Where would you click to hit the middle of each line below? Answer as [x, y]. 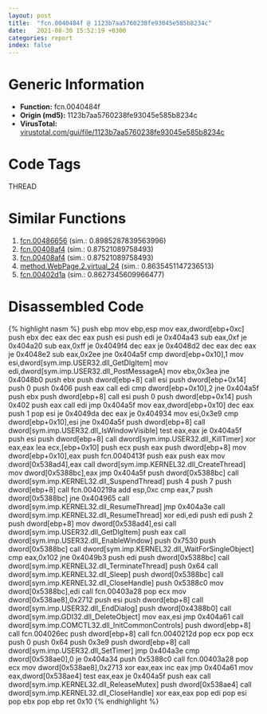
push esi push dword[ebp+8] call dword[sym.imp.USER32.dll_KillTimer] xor [132, 438]
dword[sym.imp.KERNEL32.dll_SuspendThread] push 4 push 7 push [120, 481]
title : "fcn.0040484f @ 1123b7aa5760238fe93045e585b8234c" [110, 23]
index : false [30, 45]
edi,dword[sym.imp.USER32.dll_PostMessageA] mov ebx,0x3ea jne [119, 371]
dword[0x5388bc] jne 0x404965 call [69, 498]
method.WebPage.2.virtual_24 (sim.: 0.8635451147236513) [117, 266]
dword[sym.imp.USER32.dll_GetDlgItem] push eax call [97, 532]
